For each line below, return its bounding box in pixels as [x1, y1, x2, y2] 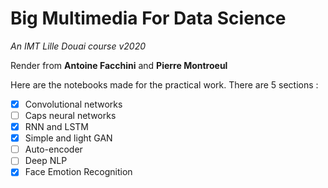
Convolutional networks [24, 98, 123, 110]
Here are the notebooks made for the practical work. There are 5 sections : [10, 78, 319, 91]
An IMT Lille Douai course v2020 [10, 40, 147, 52]
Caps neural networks [24, 110, 117, 121]
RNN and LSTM [24, 121, 89, 133]
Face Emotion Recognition [24, 166, 133, 178]
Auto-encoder [24, 143, 83, 156]
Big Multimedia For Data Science [10, 7, 287, 30]
